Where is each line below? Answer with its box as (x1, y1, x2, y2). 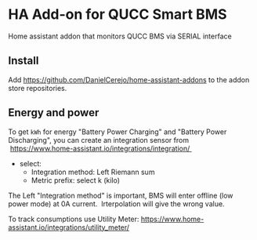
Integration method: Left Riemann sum (31, 167, 155, 176)
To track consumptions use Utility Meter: (8, 214, 139, 224)
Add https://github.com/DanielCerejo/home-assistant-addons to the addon (8, 75, 250, 84)
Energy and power (8, 106, 100, 119)
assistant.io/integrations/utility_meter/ (8, 222, 130, 232)
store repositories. (8, 83, 67, 93)
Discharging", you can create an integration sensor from (8, 135, 190, 144)
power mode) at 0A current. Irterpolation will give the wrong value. (8, 198, 225, 209)
